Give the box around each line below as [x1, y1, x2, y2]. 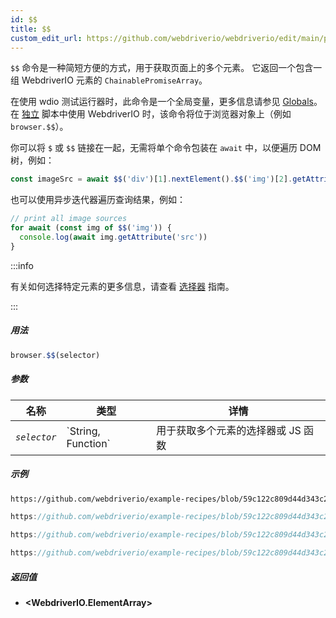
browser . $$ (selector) [10, 350, 101, 360]
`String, [66, 424, 101, 438]
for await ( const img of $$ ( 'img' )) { [10, 223, 172, 233]
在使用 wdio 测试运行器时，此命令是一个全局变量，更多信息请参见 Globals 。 [10, 96, 323, 108]
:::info [10, 259, 34, 271]
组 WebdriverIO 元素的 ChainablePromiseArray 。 [10, 74, 208, 86]
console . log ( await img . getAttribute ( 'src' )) [19, 232, 208, 242]
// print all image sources [10, 214, 128, 224]
